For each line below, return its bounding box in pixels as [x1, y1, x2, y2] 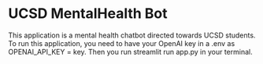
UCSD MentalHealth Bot [8, 5, 168, 23]
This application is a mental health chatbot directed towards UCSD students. [8, 30, 256, 40]
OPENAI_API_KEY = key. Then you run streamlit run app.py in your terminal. [8, 47, 254, 56]
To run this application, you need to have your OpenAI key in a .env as [8, 38, 235, 48]
